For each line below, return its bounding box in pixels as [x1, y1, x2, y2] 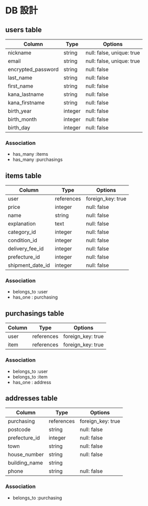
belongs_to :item [12, 373, 48, 379]
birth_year [8, 108, 32, 114]
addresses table [5, 394, 58, 403]
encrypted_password [8, 66, 59, 73]
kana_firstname [8, 99, 45, 106]
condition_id [8, 237, 37, 244]
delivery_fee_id [8, 245, 44, 252]
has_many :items [12, 151, 48, 157]
